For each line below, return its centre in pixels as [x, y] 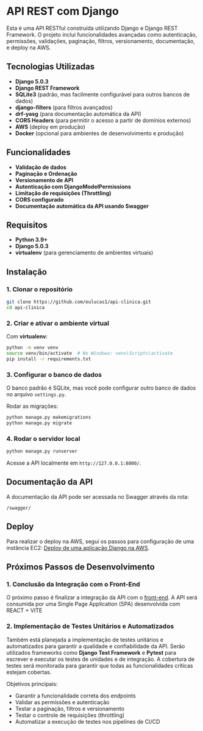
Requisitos [27, 225]
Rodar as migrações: [32, 406]
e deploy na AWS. [29, 48]
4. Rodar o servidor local [43, 438]
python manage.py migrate [39, 423]
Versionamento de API [44, 180]
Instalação [27, 272]
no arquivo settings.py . [36, 394]
